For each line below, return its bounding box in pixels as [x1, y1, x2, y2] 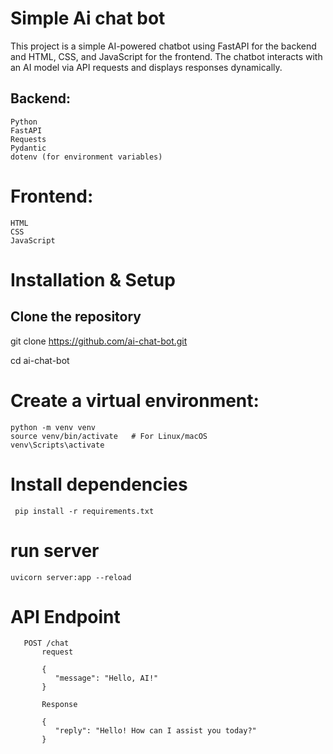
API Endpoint [10, 605, 121, 628]
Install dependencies [10, 473, 188, 496]
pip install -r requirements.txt [14, 506, 155, 516]
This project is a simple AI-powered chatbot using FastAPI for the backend [10, 40, 317, 52]
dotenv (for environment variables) [10, 152, 163, 162]
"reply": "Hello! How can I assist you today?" [54, 726, 257, 736]
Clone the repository [10, 308, 142, 326]
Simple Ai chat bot [10, 7, 166, 30]
